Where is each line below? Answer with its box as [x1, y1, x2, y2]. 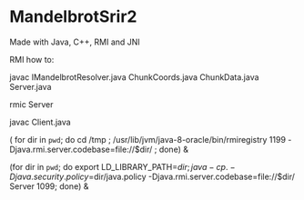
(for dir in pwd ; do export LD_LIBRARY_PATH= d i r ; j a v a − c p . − [9, 161, 236, 172]
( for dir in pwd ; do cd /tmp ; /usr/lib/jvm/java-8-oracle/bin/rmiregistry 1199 [9, 134, 287, 145]
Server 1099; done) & [9, 180, 89, 192]
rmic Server [9, 98, 54, 110]
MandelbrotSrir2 [9, 6, 137, 27]
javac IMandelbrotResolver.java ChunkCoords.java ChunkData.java [9, 71, 259, 83]
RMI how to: [9, 54, 55, 65]
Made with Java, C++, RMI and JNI [9, 36, 141, 47]
